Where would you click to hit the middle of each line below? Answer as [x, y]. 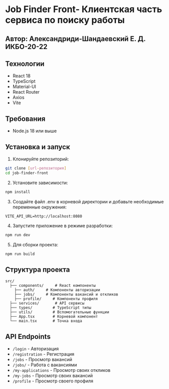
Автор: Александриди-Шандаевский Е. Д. [75, 39]
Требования [25, 119]
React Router [26, 92]
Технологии [25, 63]
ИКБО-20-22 [26, 47]
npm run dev [18, 235]
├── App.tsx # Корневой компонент [54, 317]
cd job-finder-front [27, 173]
